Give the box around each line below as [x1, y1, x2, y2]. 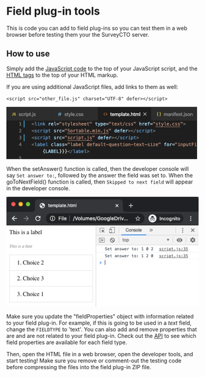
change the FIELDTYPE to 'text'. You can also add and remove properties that [6, 325, 197, 333]
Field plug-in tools [6, 4, 101, 18]
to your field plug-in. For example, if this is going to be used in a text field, [6, 319, 192, 326]
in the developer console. [6, 184, 70, 192]
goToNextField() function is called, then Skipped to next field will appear [6, 178, 193, 185]
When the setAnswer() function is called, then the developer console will [6, 165, 189, 172]
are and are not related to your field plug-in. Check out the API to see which [6, 332, 196, 339]
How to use [6, 49, 50, 59]
